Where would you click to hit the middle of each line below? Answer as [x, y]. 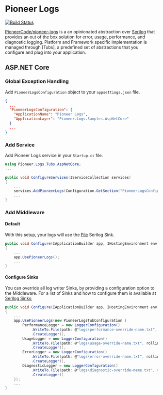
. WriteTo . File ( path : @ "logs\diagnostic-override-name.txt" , [93, 370]
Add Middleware [25, 212]
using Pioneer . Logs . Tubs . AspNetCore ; [43, 164]
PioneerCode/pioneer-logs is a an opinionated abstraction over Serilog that [80, 32]
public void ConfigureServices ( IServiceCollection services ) [68, 177]
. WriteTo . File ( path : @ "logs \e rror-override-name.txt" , [88, 357]
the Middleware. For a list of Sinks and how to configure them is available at [81, 293]
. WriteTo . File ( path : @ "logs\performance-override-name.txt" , [94, 330]
